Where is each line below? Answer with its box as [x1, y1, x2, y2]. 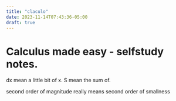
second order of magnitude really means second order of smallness [6, 88, 170, 95]
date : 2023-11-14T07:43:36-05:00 [6, 14, 88, 20]
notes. [6, 57, 38, 70]
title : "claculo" [6, 8, 49, 15]
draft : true [6, 19, 35, 25]
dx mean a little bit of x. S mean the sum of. [6, 77, 111, 84]
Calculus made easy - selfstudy [6, 45, 164, 58]
